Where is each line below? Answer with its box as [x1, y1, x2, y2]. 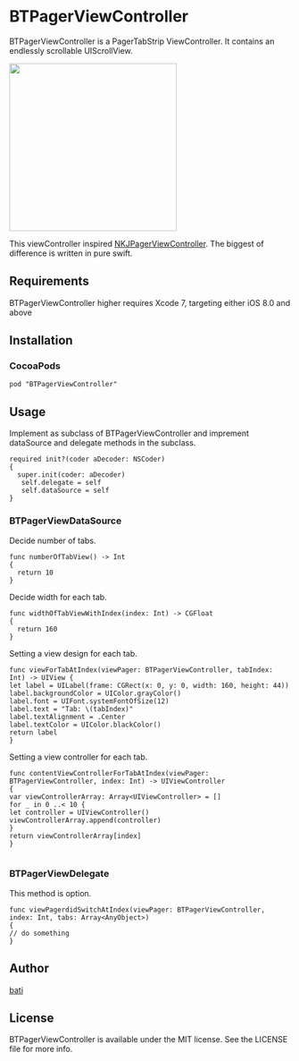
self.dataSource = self [21, 486, 110, 496]
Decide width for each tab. [9, 591, 107, 602]
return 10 [17, 568, 54, 577]
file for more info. [9, 1044, 73, 1055]
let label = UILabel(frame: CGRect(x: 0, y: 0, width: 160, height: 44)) [9, 681, 290, 690]
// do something [9, 929, 70, 938]
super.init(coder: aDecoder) [17, 471, 126, 480]
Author [9, 961, 49, 976]
